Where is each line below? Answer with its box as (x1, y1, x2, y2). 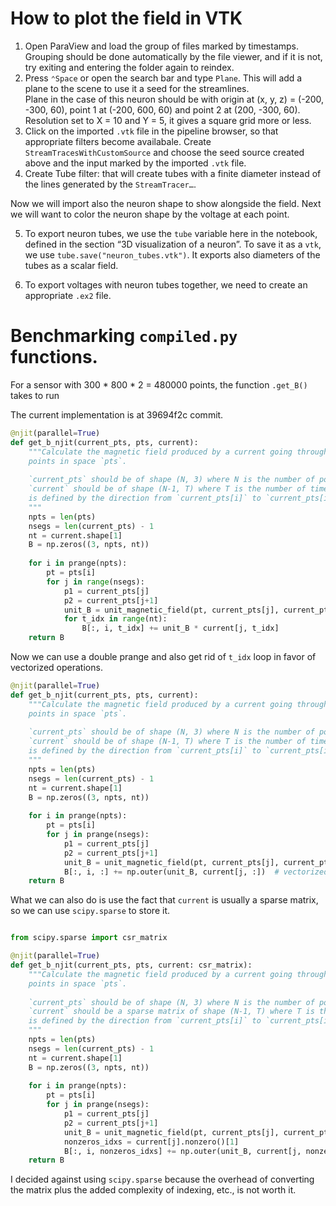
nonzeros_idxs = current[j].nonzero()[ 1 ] (63, 1137, 240, 1147)
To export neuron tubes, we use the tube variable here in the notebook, (24, 227, 318, 239)
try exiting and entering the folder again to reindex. (24, 61, 235, 73)
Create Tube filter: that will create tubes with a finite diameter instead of (24, 167, 322, 179)
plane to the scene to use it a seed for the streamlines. (24, 82, 250, 94)
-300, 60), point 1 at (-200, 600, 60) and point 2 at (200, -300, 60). (24, 103, 301, 116)
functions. (10, 346, 98, 369)
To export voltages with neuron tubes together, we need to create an (24, 278, 308, 291)
